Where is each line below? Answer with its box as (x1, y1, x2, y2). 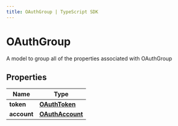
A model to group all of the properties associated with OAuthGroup (6, 55, 173, 62)
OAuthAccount (39, 110, 83, 118)
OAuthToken (39, 100, 76, 109)
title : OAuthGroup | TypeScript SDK (6, 8, 98, 15)
